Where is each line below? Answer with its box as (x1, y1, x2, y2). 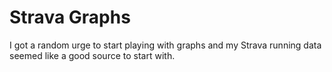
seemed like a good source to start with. (9, 49, 176, 61)
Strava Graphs (9, 6, 131, 29)
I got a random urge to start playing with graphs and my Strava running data (9, 39, 322, 51)
